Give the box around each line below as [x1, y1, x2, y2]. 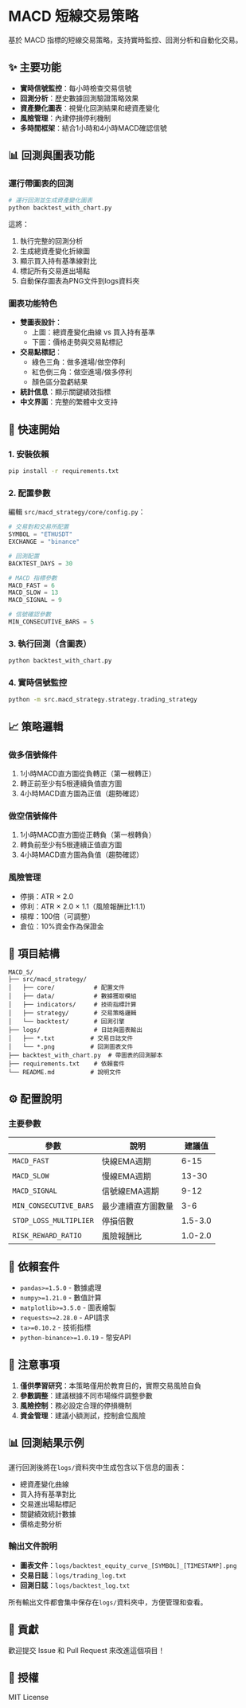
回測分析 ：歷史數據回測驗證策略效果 [19, 93, 139, 103]
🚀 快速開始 [8, 423, 60, 436]
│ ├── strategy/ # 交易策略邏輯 [8, 1009, 137, 1018]
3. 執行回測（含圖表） [8, 638, 92, 649]
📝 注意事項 [8, 1358, 60, 1372]
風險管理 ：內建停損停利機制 [19, 113, 111, 123]
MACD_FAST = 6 [8, 581, 56, 589]
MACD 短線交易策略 [8, 7, 139, 25]
